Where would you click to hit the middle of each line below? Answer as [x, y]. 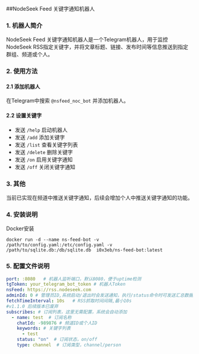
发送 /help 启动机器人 [41, 130]
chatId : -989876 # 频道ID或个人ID [57, 323]
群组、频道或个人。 [30, 55]
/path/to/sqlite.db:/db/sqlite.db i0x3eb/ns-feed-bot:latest [84, 250]
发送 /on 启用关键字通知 [44, 160]
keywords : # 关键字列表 [44, 329]
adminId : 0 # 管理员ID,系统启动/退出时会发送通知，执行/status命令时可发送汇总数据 [100, 295]
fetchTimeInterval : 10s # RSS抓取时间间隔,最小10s [69, 301]
